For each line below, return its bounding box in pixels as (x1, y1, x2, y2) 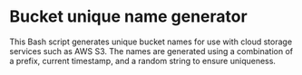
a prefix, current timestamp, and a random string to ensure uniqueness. (9, 55, 277, 66)
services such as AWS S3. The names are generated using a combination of (9, 45, 294, 56)
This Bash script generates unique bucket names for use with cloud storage (9, 36, 293, 47)
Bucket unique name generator (9, 6, 248, 27)
